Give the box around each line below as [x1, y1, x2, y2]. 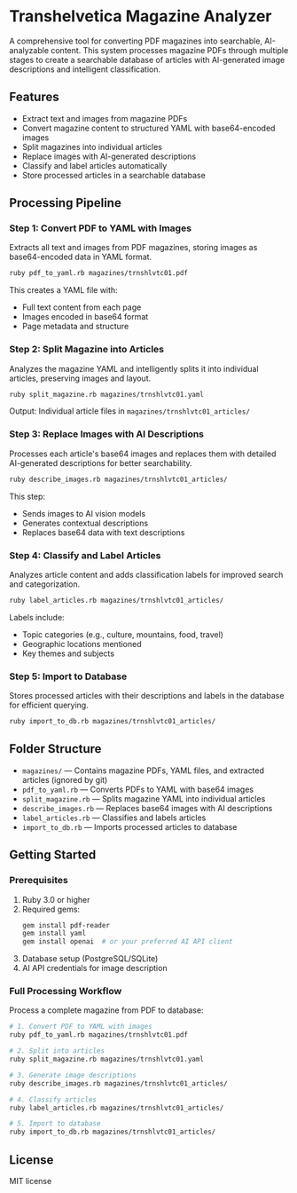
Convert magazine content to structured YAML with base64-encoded [21, 122, 276, 133]
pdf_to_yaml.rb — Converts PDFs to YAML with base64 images [21, 784, 254, 794]
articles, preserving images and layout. [9, 373, 152, 383]
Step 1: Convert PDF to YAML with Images [9, 222, 192, 234]
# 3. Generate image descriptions [9, 1071, 137, 1079]
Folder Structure [9, 741, 102, 756]
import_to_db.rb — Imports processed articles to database [21, 821, 238, 832]
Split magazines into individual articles [21, 141, 162, 152]
